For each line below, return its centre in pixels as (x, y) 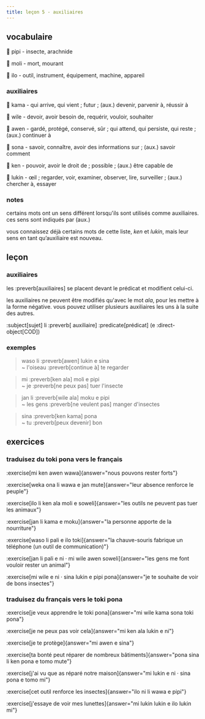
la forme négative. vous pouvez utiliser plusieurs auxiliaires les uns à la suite (102, 306)
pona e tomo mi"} (28, 680)
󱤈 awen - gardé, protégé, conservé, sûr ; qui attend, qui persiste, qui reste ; (101, 128)
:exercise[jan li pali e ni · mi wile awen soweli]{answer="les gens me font (98, 558)
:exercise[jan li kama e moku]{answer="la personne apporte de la (89, 521)
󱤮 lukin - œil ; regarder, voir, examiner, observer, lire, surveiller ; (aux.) (94, 177)
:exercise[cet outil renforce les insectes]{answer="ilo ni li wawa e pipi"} (96, 692)
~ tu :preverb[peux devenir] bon (62, 423)
